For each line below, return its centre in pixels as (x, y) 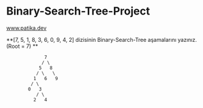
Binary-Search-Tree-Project (78, 11)
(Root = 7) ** (22, 46)
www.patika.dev (26, 28)
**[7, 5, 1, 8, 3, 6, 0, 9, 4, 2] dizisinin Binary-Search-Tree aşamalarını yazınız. (101, 39)
